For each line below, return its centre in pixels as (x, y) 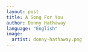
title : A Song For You (35, 17)
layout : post (23, 12)
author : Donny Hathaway (36, 23)
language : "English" (32, 28)
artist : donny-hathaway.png (47, 39)
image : (14, 34)
